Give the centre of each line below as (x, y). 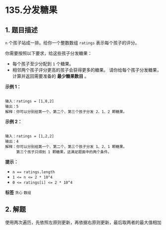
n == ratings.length (33, 172)
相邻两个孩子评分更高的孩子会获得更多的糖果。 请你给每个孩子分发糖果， (87, 70)
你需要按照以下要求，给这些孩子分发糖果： (49, 53)
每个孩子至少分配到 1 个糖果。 (43, 64)
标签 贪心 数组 (18, 192)
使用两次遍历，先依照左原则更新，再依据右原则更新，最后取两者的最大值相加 (83, 222)
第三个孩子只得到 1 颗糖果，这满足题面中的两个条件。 (64, 152)
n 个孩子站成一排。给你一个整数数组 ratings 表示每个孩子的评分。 (72, 43)
